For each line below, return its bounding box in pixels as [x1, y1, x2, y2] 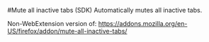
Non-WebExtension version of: [7, 20, 97, 27]
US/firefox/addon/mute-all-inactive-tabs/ [7, 27, 128, 35]
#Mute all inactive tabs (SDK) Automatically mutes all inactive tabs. [7, 6, 203, 14]
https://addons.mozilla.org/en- [98, 20, 188, 27]
